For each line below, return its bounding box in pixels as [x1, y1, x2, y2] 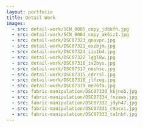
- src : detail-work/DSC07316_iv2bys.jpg [12, 60, 116, 66]
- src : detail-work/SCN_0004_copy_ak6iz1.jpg [12, 32, 130, 38]
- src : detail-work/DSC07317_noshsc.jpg [12, 65, 116, 72]
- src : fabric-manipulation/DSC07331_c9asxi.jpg [12, 105, 138, 112]
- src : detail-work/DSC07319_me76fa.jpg [12, 83, 116, 89]
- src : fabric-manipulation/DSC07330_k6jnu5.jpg [12, 89, 138, 95]
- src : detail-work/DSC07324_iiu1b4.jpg [12, 49, 116, 55]
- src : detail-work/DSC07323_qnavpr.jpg [12, 37, 116, 43]
